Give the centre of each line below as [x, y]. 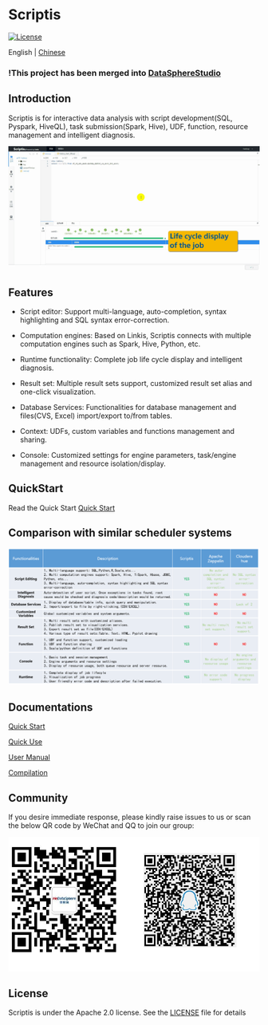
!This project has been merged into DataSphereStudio [115, 73]
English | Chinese [37, 52]
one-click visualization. [58, 392]
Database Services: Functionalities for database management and [128, 408]
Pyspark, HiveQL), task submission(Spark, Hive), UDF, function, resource [128, 126]
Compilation [28, 773]
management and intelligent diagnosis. [72, 135]
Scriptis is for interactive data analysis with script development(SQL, [120, 118]
